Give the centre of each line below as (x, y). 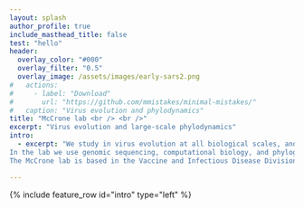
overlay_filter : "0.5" (60, 69)
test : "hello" (36, 43)
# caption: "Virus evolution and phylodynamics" (107, 110)
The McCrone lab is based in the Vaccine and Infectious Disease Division (153, 161)
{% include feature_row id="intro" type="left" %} (100, 195)
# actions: (34, 85)
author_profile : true (50, 26)
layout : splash (38, 18)
